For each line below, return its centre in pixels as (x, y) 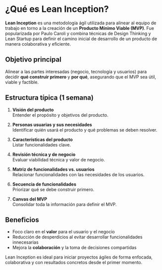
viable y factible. (22, 82)
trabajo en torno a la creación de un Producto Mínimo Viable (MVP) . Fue (80, 28)
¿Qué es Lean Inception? (57, 9)
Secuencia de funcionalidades (44, 184)
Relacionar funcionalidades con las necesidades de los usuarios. (78, 174)
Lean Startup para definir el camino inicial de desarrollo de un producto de (81, 39)
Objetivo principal (33, 60)
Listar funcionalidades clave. (41, 144)
